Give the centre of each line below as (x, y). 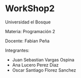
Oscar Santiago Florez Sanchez (44, 70)
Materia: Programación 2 (30, 31)
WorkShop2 (30, 9)
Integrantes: (17, 50)
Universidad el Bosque (28, 22)
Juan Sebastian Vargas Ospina (43, 59)
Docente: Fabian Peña (27, 41)
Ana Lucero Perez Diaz (35, 65)
